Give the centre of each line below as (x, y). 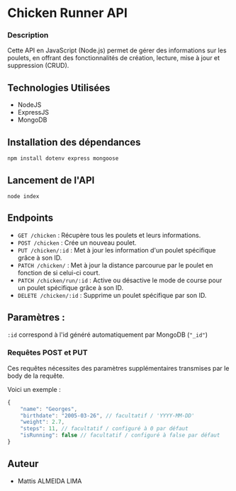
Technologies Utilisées (59, 87)
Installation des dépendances (74, 142)
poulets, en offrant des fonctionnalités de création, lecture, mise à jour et (114, 58)
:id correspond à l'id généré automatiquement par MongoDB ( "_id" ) (107, 335)
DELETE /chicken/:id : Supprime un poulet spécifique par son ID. (112, 295)
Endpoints (30, 218)
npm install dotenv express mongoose (63, 158)
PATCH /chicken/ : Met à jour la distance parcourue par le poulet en (115, 265)
